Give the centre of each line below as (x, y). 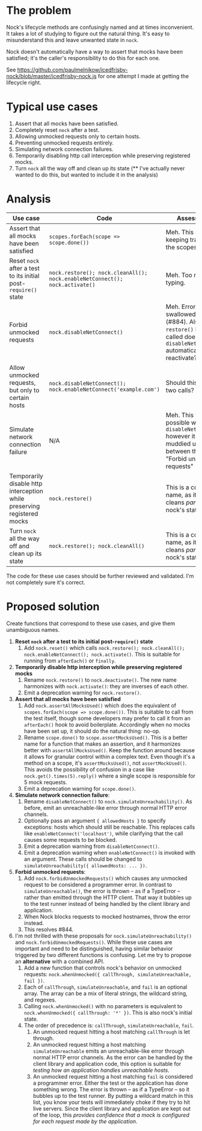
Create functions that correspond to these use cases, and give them (91, 623)
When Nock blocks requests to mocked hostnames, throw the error (107, 917)
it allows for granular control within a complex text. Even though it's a (109, 756)
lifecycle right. (24, 83)
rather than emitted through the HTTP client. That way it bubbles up (108, 897)
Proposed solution (53, 606)
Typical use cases (52, 107)
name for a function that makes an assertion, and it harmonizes (102, 744)
